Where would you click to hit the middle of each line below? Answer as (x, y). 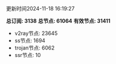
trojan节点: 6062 (35, 48)
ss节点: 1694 (30, 40)
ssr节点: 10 (28, 55)
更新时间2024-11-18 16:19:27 (40, 8)
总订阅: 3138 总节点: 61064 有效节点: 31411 (58, 21)
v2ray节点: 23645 (36, 33)
